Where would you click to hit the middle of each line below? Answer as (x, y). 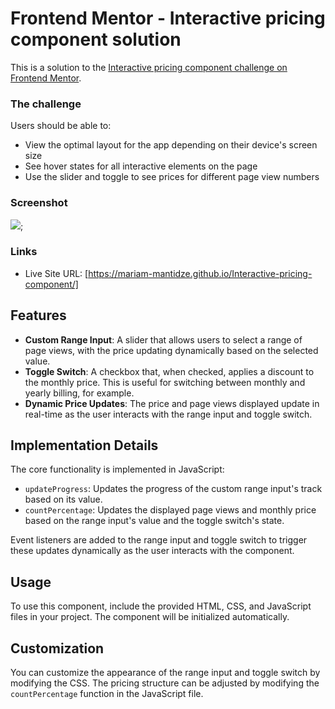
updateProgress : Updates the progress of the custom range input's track (173, 489)
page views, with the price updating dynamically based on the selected (171, 350)
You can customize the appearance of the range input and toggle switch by (165, 673)
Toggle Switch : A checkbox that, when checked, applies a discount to (169, 371)
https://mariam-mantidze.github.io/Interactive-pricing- (200, 273)
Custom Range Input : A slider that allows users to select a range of (163, 339)
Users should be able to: (61, 126)
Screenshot (39, 203)
